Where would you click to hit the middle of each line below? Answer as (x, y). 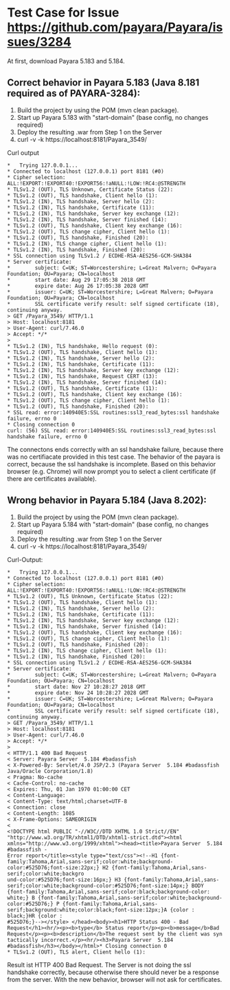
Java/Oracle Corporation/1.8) (50, 771)
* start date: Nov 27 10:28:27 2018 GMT (77, 687)
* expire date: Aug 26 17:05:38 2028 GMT (78, 286)
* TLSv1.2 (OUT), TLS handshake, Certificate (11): (82, 388)
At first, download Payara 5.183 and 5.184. (66, 61)
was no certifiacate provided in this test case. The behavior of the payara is (114, 457)
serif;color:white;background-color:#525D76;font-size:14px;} (98, 886)
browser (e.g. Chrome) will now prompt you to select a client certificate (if (112, 471)
